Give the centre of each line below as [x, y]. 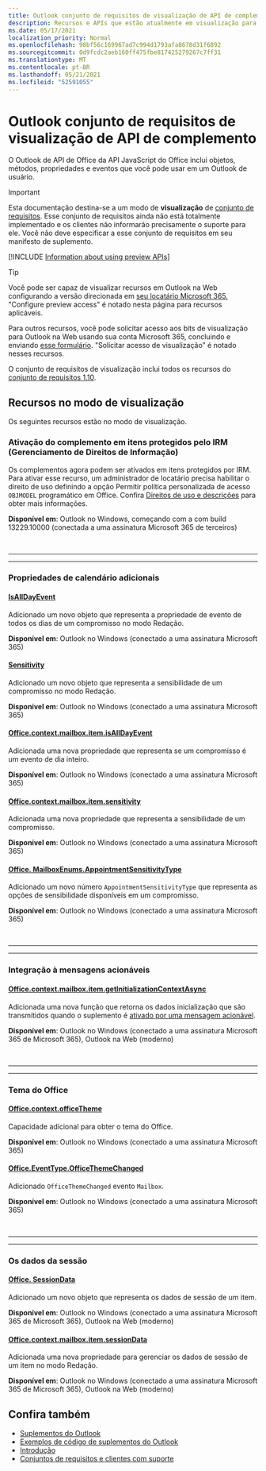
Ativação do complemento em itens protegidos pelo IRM [118, 442]
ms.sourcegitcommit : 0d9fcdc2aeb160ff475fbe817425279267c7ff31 [115, 52]
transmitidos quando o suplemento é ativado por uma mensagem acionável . [132, 1015]
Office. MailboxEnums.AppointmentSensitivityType [95, 869]
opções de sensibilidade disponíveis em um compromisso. [104, 895]
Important [24, 192]
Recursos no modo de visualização [96, 402]
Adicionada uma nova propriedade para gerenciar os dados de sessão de [128, 1357]
